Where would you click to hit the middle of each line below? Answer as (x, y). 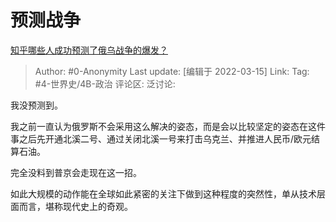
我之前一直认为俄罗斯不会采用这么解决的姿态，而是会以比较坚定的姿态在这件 (168, 126)
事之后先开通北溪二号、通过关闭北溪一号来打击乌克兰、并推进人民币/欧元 (161, 138)
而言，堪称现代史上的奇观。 (75, 206)
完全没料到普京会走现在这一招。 (76, 172)
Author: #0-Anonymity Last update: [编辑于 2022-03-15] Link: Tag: (172, 71)
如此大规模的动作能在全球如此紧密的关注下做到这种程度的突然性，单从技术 (163, 193)
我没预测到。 (36, 105)
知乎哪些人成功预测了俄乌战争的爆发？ (89, 50)
